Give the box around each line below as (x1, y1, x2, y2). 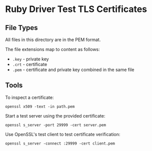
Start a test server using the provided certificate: (5, 112, 105, 118)
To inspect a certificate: (5, 94, 54, 100)
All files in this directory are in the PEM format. (5, 36, 101, 42)
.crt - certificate (12, 61, 47, 67)
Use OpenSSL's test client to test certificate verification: (5, 131, 120, 137)
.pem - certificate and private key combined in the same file (12, 66, 134, 72)
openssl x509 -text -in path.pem (5, 104, 75, 109)
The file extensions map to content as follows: (5, 46, 100, 52)
